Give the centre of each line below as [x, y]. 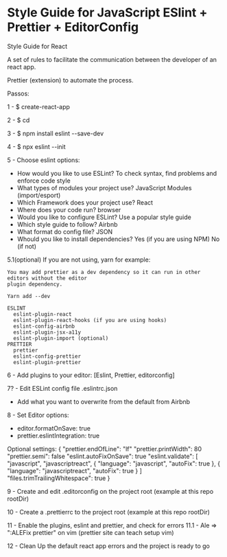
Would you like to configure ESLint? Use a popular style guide [104, 217]
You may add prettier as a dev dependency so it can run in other [104, 272]
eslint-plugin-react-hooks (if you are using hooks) [90, 320]
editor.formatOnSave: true [54, 428]
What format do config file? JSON [65, 231]
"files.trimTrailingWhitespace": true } [59, 478]
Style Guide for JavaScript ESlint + [107, 13]
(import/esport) [39, 195]
